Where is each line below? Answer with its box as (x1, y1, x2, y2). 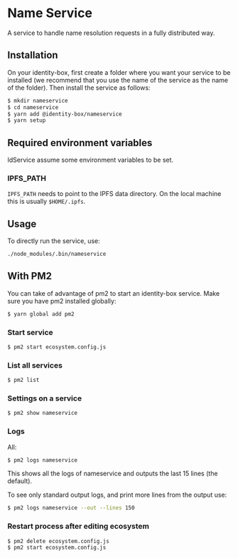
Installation (7, 49, 58, 61)
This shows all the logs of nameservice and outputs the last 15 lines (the (7, 469, 218, 478)
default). (7, 477, 33, 485)
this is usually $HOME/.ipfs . (7, 197, 86, 206)
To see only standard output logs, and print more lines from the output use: (7, 490, 227, 500)
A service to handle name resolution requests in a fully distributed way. (7, 29, 215, 37)
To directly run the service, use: (7, 237, 101, 245)
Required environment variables (7, 137, 153, 149)
